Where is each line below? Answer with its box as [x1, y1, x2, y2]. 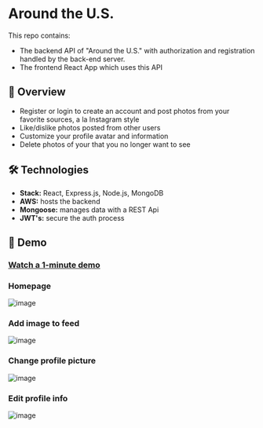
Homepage [8, 280, 51, 291]
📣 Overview [8, 86, 66, 99]
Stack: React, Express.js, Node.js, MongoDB [19, 188, 164, 197]
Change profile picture [8, 355, 97, 366]
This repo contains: [8, 31, 71, 40]
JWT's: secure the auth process [19, 213, 125, 222]
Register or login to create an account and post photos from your [19, 106, 230, 115]
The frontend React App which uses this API [19, 62, 163, 71]
